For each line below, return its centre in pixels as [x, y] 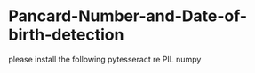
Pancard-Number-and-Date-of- [128, 16]
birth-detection [66, 35]
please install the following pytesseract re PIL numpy [105, 59]
